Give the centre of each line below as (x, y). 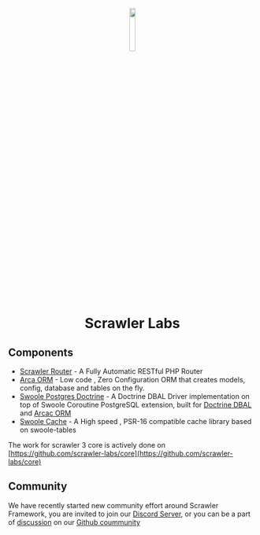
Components (41, 352)
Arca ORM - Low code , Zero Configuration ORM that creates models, (132, 380)
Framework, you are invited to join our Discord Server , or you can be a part (129, 514)
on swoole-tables (48, 430)
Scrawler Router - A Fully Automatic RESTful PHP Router (111, 371)
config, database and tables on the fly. (82, 388)
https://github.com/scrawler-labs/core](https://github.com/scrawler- (122, 453)
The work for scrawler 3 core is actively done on (87, 445)
